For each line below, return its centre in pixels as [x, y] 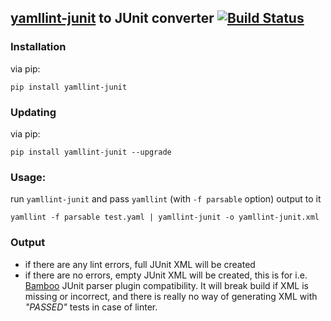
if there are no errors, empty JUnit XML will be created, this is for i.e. [166, 275]
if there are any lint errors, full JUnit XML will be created [140, 264]
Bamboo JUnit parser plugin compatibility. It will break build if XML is [166, 285]
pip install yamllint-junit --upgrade [91, 152]
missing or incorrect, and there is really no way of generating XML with [171, 296]
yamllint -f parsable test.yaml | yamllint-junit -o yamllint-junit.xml [165, 217]
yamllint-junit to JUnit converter [112, 18]
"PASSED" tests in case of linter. [91, 307]
